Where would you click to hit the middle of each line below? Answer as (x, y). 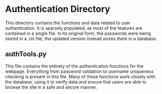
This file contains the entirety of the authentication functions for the (75, 66)
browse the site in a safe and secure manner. (51, 87)
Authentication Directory (58, 9)
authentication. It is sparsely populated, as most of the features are (74, 28)
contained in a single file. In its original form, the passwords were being (78, 33)
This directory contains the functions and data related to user (68, 23)
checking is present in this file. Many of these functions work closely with (80, 76)
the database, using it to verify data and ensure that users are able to (76, 82)
